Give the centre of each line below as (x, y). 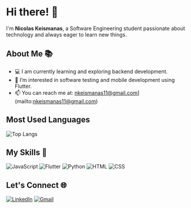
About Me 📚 (29, 54)
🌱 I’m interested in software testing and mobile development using (95, 80)
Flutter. (23, 86)
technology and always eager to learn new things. (67, 34)
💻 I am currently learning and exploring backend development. (91, 71)
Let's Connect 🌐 (36, 185)
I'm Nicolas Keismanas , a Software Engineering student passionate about (95, 28)
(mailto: (24, 101)
